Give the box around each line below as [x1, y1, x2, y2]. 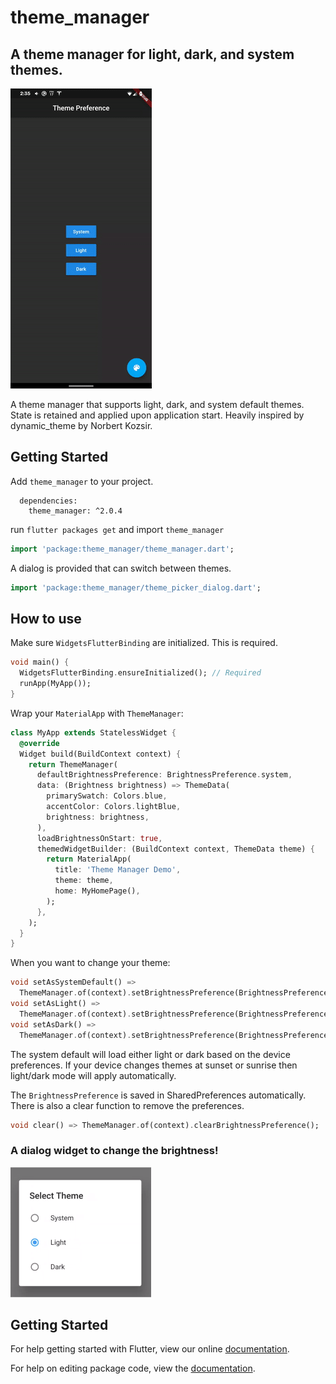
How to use [10, 610, 82, 627]
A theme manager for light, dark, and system [10, 46, 295, 63]
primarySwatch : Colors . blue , [46, 791, 168, 801]
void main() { [10, 657, 70, 668]
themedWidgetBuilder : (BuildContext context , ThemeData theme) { [36, 844, 315, 854]
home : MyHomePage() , [54, 886, 141, 896]
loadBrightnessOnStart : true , [36, 833, 163, 843]
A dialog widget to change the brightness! [10, 1144, 219, 1158]
